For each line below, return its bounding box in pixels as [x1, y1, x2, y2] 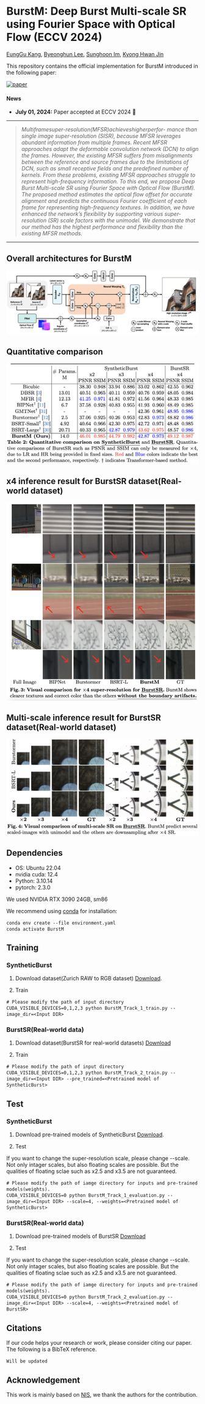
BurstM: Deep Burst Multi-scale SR [6, 4, 187, 18]
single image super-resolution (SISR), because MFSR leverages [21, 133, 181, 140]
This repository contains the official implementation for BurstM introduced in [6, 62, 198, 70]
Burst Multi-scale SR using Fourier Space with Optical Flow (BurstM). [21, 185, 195, 192]
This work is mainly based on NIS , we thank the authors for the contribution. [6, 1391, 198, 1398]
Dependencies [6, 848, 63, 858]
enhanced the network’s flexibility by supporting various [21, 210, 164, 218]
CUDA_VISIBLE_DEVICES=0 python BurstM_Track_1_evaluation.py [6, 1193, 165, 1199]
